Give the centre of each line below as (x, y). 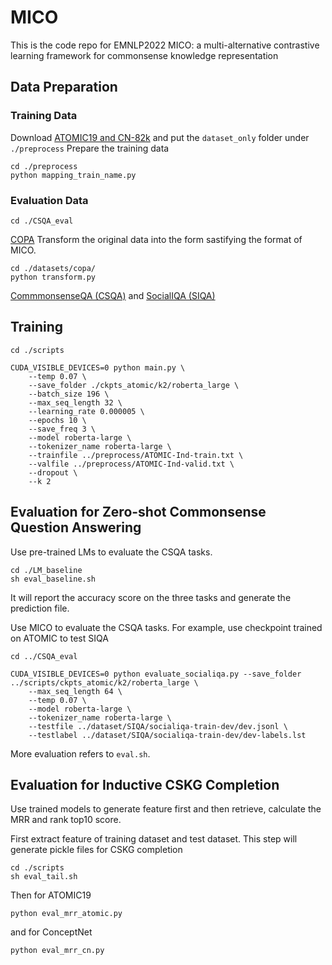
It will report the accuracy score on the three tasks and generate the (151, 597)
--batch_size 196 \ (69, 394)
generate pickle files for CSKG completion (96, 850)
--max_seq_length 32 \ (75, 402)
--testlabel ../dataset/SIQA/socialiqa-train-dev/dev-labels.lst (167, 735)
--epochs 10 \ (57, 420)
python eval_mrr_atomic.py (66, 914)
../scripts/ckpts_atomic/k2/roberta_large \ (104, 682)
